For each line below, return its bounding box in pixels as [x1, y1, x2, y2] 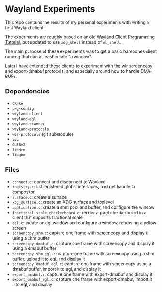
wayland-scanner [12, 122, 45, 126]
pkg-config [12, 106, 34, 111]
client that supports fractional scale [12, 215, 83, 220]
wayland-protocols [12, 127, 49, 132]
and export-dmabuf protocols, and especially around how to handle [5, 68, 140, 74]
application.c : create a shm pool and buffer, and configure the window [12, 204, 155, 210]
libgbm [12, 153, 26, 157]
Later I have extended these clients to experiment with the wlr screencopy [5, 63, 153, 69]
